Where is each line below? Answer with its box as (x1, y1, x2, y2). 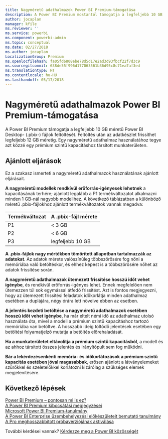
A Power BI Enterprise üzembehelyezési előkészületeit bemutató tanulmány (5, 413, 161, 419)
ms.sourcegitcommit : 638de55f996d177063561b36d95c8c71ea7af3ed (5, 63, 140, 68)
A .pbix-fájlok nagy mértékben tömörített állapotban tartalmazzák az (5, 250, 152, 256)
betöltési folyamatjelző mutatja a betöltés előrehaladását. (5, 329, 123, 335)
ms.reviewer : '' (5, 26, 39, 31)
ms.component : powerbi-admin (5, 36, 66, 41)
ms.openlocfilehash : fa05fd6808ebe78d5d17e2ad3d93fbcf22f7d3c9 (5, 59, 140, 64)
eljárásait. (5, 175, 26, 181)
